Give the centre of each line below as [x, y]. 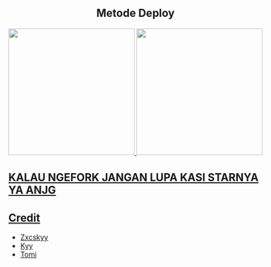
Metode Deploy [135, 13]
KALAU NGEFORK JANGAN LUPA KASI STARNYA [133, 178]
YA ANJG [32, 191]
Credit [24, 218]
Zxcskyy [34, 237]
